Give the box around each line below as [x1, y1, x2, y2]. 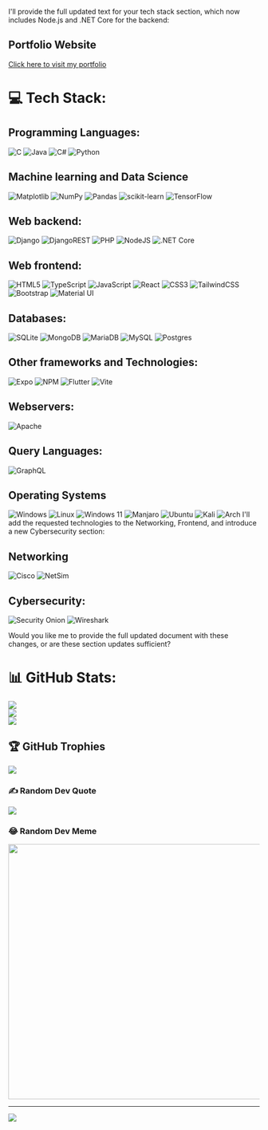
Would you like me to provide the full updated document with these [8, 630, 229, 640]
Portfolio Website [8, 38, 97, 52]
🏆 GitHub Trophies [8, 740, 106, 754]
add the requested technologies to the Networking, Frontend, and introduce [8, 518, 257, 528]
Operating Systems [8, 488, 107, 502]
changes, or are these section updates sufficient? [8, 639, 171, 648]
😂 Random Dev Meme [8, 825, 97, 837]
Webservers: [8, 400, 74, 414]
